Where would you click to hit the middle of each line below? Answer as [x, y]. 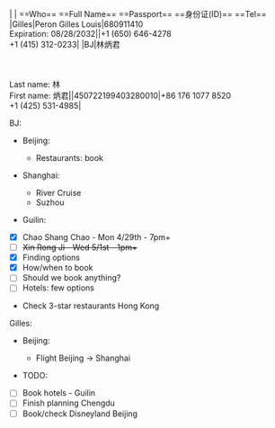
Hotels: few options [58, 288]
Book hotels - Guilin [59, 393]
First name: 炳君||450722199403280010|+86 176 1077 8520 [120, 95]
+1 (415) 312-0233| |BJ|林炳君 [65, 45]
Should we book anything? [71, 278]
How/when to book [58, 268]
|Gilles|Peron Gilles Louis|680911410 [76, 24]
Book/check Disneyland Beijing [80, 414]
